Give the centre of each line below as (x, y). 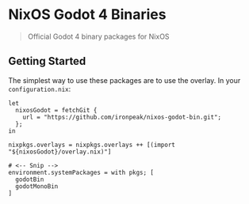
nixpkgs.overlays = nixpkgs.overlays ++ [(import (92, 145)
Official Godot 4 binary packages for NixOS (98, 36)
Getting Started (47, 61)
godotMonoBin (37, 186)
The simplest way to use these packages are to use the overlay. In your (125, 80)
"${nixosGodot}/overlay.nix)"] (60, 152)
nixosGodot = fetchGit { (56, 110)
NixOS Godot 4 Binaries (87, 15)
